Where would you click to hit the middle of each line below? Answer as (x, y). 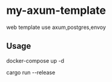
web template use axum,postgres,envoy (56, 27)
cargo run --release (31, 72)
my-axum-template (56, 11)
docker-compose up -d (35, 60)
